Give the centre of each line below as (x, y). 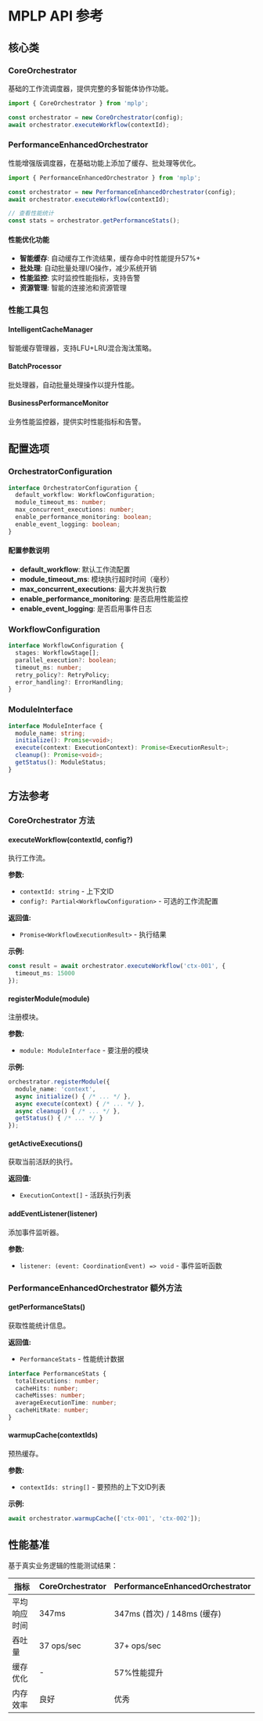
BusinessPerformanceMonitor (58, 403)
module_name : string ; (50, 733)
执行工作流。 (29, 858)
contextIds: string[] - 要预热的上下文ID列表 (92, 1487)
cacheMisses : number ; (50, 1396)
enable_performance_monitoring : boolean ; (84, 517)
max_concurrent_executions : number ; (75, 510)
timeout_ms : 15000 (45, 974)
